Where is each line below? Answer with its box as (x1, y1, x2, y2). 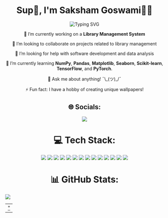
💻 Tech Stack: (53, 134, 116, 146)
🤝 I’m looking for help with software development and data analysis (15, 50, 154, 56)
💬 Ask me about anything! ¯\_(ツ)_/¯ (47, 76, 122, 82)
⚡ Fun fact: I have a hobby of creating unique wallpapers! (25, 86, 144, 92)
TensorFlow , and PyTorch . (56, 65, 113, 71)
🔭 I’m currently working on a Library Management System (24, 31, 145, 37)
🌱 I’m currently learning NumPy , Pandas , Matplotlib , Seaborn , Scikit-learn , (6, 60, 163, 66)
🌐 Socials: (68, 103, 101, 111)
